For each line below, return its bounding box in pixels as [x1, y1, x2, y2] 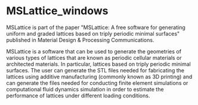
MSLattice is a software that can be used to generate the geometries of [6, 47, 182, 55]
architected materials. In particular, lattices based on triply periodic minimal [6, 61, 191, 68]
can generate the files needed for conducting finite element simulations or [6, 79, 188, 87]
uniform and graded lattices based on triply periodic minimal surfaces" [6, 30, 180, 37]
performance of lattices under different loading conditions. [6, 92, 150, 99]
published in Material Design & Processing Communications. [6, 36, 154, 43]
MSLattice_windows [6, 4, 109, 18]
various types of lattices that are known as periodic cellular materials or [6, 54, 182, 61]
